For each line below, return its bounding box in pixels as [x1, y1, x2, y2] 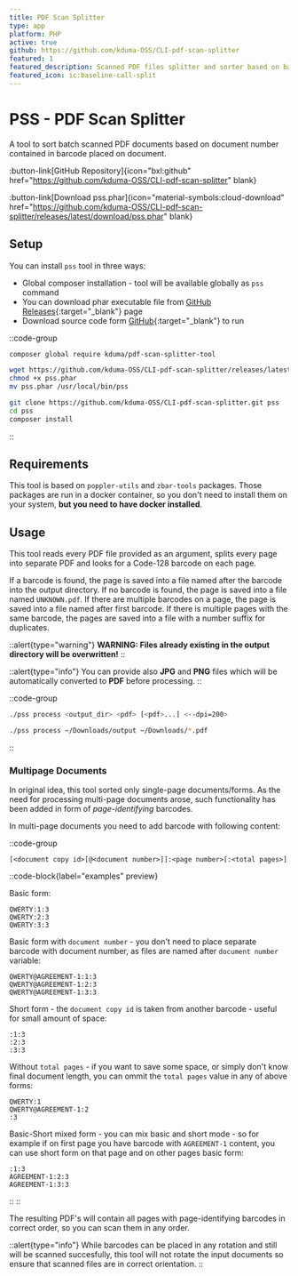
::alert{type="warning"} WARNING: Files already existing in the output [9, 639, 271, 650]
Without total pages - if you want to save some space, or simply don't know [9, 1062, 288, 1072]
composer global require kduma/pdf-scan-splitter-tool [9, 349, 216, 358]
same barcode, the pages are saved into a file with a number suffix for [9, 613, 266, 623]
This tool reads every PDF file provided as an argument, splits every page [9, 549, 278, 559]
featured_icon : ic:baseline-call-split [9, 71, 157, 80]
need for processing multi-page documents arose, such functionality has [9, 794, 277, 805]
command [21, 286, 59, 298]
